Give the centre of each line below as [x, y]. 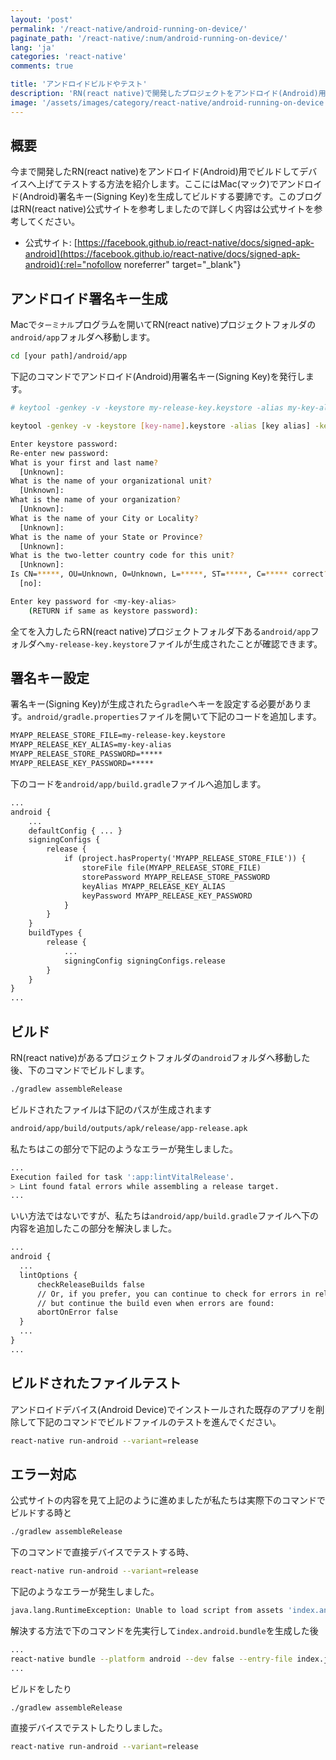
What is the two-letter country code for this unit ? [122, 556]
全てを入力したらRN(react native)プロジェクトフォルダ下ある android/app [160, 631]
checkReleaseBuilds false [90, 1284]
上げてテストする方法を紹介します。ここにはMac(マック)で [157, 184]
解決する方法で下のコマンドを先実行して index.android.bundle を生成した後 [164, 1630]
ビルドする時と [41, 1513]
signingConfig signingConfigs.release [144, 961]
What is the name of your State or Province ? [106, 537]
